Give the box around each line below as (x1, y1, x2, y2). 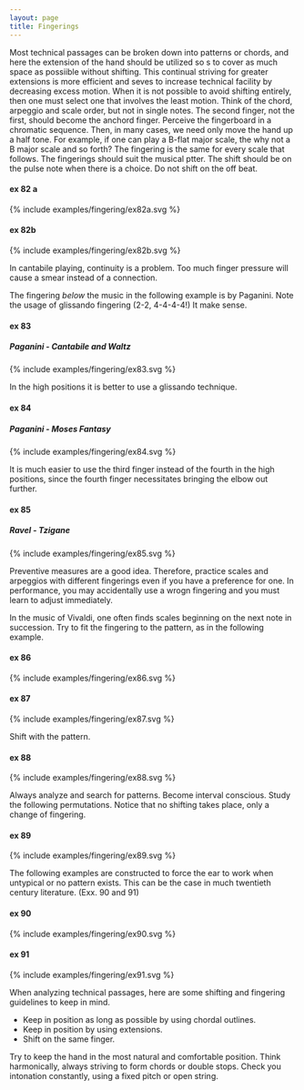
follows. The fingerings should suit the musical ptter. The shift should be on (9, 153, 292, 164)
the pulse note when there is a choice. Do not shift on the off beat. (9, 163, 258, 174)
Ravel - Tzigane (9, 525, 71, 536)
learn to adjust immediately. (9, 594, 114, 605)
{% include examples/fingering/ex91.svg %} (9, 969, 175, 980)
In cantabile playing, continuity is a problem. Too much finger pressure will (9, 262, 289, 273)
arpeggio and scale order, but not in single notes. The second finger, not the (9, 105, 296, 116)
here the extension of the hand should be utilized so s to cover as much (9, 56, 279, 67)
